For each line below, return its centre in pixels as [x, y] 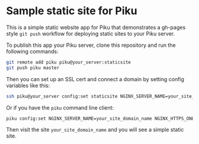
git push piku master [33, 68]
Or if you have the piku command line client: [60, 107]
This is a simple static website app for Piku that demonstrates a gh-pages [96, 27]
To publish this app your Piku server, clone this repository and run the [91, 45]
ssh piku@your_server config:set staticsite [62, 96]
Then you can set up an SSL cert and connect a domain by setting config [95, 79]
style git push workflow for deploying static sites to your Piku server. [91, 33]
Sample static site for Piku [72, 11]
